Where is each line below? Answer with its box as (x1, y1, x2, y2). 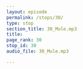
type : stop (6, 20, 34, 26)
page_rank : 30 (6, 37, 42, 43)
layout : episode (6, 8, 47, 15)
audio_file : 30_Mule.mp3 (6, 48, 69, 54)
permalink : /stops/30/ (6, 15, 64, 21)
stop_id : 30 (6, 43, 36, 49)
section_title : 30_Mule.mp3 (6, 25, 78, 32)
